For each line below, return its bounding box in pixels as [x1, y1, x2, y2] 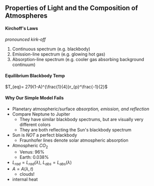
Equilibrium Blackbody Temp [5, 73, 65, 79]
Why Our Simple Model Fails [5, 95, 64, 101]
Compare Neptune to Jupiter [12, 111, 70, 117]
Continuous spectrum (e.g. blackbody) [12, 46, 91, 52]
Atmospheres [5, 12, 48, 20]
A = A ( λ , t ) [12, 166, 33, 172]
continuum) [12, 62, 36, 67]
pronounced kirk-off [5, 36, 46, 42]
